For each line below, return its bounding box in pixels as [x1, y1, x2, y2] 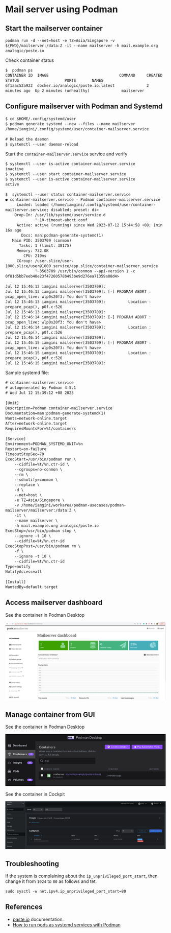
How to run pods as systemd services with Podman [12, 921, 121, 928]
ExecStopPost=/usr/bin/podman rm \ [5, 543, 81, 549]
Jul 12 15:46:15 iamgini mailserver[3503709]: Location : [5, 350, 152, 356]
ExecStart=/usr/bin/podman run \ [5, 456, 76, 462]
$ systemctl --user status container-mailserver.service [5, 192, 131, 197]
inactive [5, 166, 24, 172]
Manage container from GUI [5, 710, 95, 719]
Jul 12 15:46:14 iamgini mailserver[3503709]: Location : [5, 324, 152, 330]
